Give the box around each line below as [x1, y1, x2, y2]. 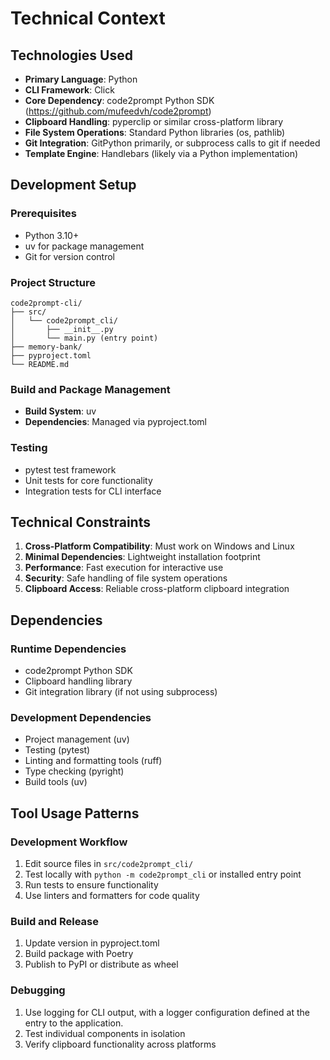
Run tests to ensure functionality [24, 879, 159, 891]
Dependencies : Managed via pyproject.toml [24, 416, 207, 428]
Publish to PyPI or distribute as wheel [24, 958, 179, 971]
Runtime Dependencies [10, 642, 127, 656]
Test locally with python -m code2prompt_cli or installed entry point [24, 868, 302, 881]
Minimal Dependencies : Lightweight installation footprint [24, 551, 261, 563]
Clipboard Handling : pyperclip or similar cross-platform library [24, 116, 284, 127]
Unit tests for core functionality [24, 474, 153, 486]
